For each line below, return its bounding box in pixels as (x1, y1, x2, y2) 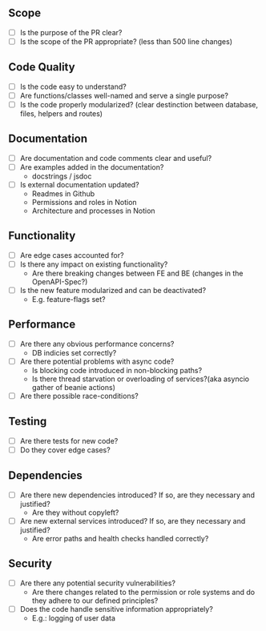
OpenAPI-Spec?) (31, 276, 88, 287)
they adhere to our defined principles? (31, 596, 159, 605)
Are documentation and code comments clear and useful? (19, 153, 212, 163)
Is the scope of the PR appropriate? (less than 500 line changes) (19, 36, 233, 46)
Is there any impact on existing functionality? (19, 259, 168, 269)
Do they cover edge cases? (19, 444, 111, 455)
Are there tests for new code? (19, 436, 119, 445)
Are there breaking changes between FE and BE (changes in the (31, 268, 244, 278)
